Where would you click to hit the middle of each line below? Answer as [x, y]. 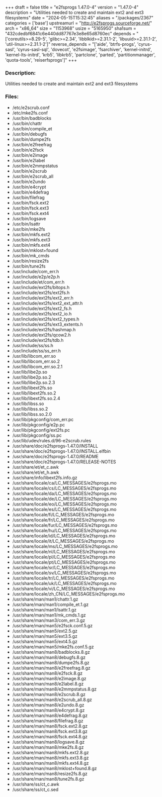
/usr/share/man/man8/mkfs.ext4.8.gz [51, 763]
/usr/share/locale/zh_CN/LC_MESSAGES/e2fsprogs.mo [69, 594]
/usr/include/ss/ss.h [33, 345]
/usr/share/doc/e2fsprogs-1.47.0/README [55, 456]
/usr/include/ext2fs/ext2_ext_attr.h [47, 303]
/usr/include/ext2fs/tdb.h [38, 340]
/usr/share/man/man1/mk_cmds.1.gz [49, 615]
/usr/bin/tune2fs [29, 266]
